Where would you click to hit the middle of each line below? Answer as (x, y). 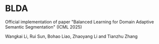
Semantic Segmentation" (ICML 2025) (44, 27)
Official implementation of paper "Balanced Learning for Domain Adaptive (79, 22)
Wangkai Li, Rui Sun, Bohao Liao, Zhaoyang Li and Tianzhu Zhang (71, 36)
